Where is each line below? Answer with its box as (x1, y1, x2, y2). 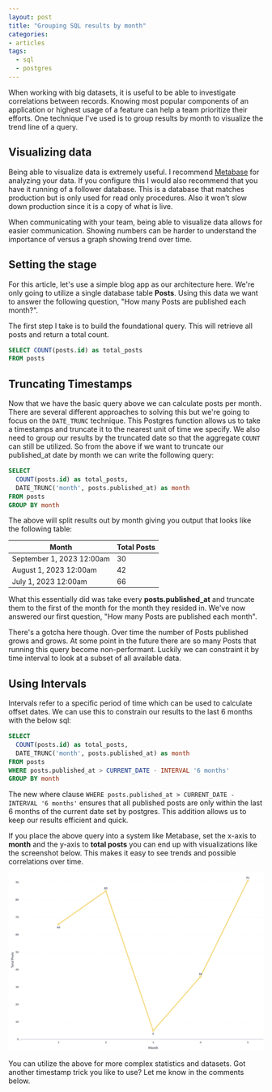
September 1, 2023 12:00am (11, 554, 111, 564)
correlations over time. (8, 857, 83, 867)
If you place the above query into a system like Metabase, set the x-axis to (8, 831, 257, 841)
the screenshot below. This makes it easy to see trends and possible (8, 848, 236, 858)
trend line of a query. (8, 122, 79, 131)
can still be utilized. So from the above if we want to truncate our (8, 441, 224, 451)
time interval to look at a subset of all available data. (8, 653, 182, 663)
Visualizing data (8, 146, 92, 160)
